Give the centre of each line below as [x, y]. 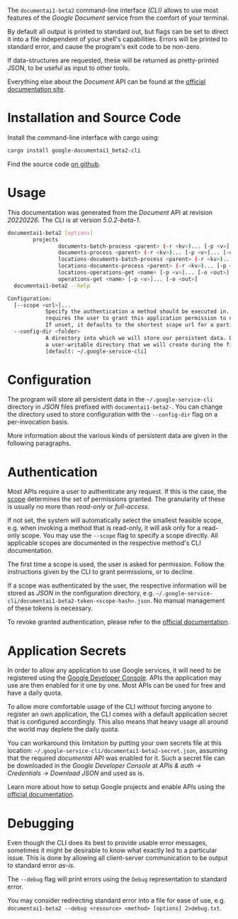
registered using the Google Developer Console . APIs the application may [114, 678]
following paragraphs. [39, 444]
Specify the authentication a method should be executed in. [137, 312]
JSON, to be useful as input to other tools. [68, 68]
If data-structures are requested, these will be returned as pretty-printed [113, 60]
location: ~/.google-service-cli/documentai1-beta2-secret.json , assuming [118, 751]
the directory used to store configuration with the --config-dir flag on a [113, 414]
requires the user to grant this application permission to [136, 319]
